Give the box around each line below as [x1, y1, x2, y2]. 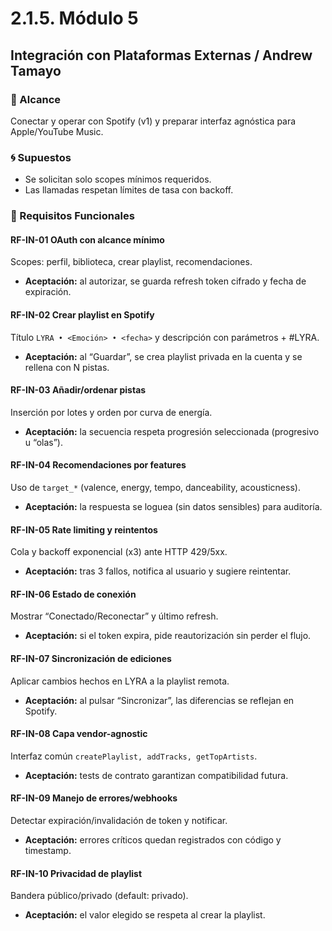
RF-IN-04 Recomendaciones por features [10, 459, 187, 471]
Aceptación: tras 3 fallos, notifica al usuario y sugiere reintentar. [24, 565, 292, 577]
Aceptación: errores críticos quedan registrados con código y [24, 833, 282, 846]
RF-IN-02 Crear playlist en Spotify [10, 308, 155, 321]
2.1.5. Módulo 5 [10, 7, 139, 30]
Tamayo [10, 62, 62, 79]
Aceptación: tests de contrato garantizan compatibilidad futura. [24, 769, 289, 781]
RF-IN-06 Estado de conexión [10, 588, 137, 600]
